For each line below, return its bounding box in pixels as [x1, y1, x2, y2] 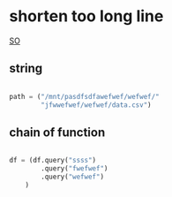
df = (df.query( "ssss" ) [9, 156, 97, 165]
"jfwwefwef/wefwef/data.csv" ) [41, 100, 152, 110]
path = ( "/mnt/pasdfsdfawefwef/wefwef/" [9, 92, 161, 101]
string [9, 61, 43, 76]
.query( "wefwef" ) [41, 172, 104, 182]
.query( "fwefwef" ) [41, 164, 108, 173]
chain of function [9, 125, 106, 140]
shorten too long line [9, 6, 164, 27]
